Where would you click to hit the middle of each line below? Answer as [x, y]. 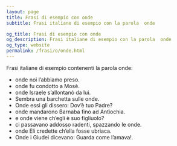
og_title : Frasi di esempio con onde [54, 34]
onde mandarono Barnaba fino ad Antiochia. [70, 112]
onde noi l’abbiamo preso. [47, 80]
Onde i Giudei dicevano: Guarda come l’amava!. [74, 137]
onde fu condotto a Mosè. [47, 86]
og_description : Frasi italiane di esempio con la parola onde [89, 40]
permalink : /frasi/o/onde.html [46, 51]
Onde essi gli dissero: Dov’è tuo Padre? [64, 105]
